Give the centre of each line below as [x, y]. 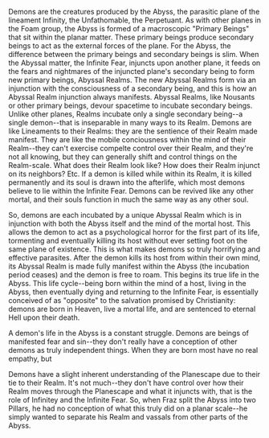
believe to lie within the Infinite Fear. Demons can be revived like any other [131, 191]
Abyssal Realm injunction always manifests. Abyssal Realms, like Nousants [132, 97]
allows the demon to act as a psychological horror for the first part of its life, [134, 232]
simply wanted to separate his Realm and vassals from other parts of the [128, 417]
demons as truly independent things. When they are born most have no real [133, 350]
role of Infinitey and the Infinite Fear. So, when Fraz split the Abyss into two [132, 400]
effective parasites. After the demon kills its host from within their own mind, [134, 258]
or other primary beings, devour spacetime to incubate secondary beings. [130, 105]
